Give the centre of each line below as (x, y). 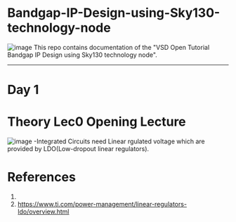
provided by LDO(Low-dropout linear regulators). (78, 149)
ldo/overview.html (43, 211)
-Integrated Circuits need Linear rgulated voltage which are (119, 141)
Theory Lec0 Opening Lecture (97, 122)
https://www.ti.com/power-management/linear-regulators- (102, 204)
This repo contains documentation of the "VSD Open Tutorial (122, 47)
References (41, 177)
